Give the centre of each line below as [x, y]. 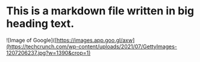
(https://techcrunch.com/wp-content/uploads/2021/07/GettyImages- [92, 46]
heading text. [40, 24]
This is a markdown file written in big [100, 11]
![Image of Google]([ [32, 40]
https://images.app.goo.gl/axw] [95, 40]
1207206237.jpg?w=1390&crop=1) [48, 52]
